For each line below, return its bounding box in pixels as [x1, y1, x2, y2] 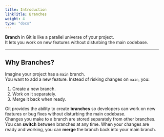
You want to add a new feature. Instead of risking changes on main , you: [5, 76, 150, 82]
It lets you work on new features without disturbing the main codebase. [5, 40, 148, 46]
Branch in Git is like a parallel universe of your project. [5, 34, 114, 40]
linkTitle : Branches [5, 12, 47, 17]
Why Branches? [5, 58, 55, 67]
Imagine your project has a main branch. [5, 71, 85, 77]
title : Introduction [5, 7, 47, 12]
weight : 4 [5, 16, 25, 21]
